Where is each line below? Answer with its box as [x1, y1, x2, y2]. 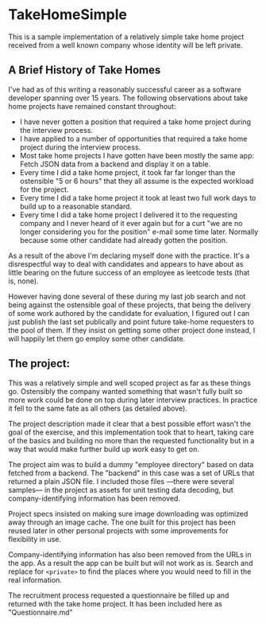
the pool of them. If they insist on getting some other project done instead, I [8, 325, 256, 335]
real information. [8, 575, 62, 584]
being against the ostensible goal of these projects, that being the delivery [8, 300, 252, 310]
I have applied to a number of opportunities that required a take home [19, 134, 248, 143]
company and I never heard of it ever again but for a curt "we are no [19, 218, 243, 228]
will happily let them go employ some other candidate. [8, 333, 186, 343]
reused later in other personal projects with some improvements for [8, 525, 229, 535]
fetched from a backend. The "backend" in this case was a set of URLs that [8, 468, 255, 478]
